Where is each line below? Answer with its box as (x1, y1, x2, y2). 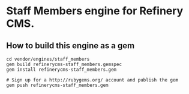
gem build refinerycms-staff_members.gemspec (6, 61, 122, 67)
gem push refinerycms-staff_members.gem (6, 82, 109, 88)
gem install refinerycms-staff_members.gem (6, 67, 117, 73)
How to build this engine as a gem (6, 40, 135, 51)
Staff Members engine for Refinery (6, 4, 184, 18)
